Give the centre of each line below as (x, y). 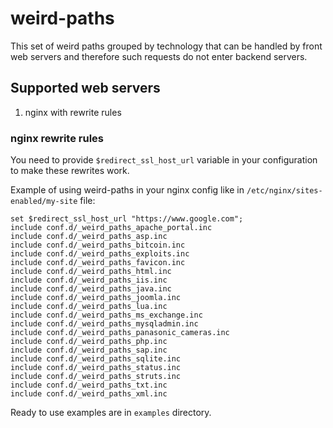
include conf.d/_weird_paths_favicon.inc (98, 263)
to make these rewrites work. (70, 171)
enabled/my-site (44, 202)
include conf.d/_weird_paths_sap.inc (89, 350)
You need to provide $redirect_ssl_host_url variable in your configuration (164, 160)
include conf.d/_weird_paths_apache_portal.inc (111, 228)
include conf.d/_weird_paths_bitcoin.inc (98, 245)
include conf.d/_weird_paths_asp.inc (89, 237)
